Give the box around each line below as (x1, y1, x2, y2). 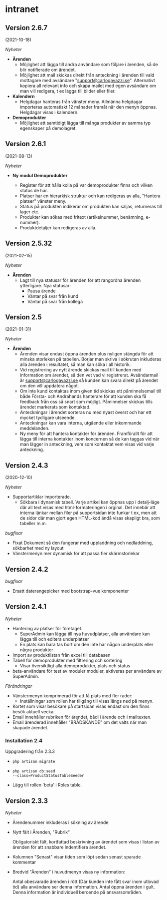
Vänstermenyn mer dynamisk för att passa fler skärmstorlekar (12, 551, 140, 557)
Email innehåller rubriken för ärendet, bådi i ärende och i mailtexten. (12, 714, 152, 720)
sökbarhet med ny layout (12, 545, 64, 551)
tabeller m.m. (19, 521, 47, 527)
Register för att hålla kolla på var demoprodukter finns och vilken (19, 182, 153, 188)
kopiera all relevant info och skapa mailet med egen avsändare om (19, 83, 156, 89)
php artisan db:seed (12, 769, 55, 774)
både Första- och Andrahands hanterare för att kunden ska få (19, 393, 147, 399)
